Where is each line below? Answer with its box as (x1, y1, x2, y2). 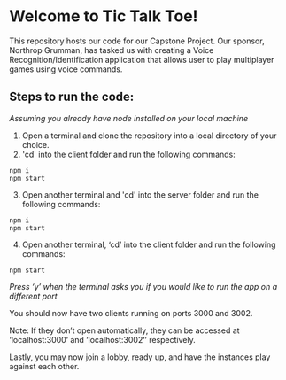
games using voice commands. (9, 64, 123, 74)
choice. (21, 139, 50, 150)
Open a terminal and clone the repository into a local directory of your (21, 130, 277, 141)
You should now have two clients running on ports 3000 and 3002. (9, 307, 253, 318)
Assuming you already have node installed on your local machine (9, 112, 249, 123)
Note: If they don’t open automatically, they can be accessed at (9, 325, 241, 336)
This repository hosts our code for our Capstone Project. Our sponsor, (9, 35, 265, 46)
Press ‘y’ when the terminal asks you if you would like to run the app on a (9, 281, 277, 291)
